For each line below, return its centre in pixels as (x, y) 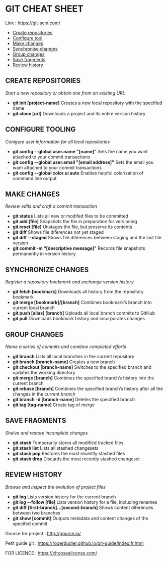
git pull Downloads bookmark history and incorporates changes (78, 319)
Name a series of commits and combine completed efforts (66, 347)
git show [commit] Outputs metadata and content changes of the (80, 518)
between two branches (36, 513)
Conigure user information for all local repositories (58, 142)
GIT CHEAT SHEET (45, 9)
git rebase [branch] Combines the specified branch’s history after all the (88, 389)
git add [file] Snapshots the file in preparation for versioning (75, 222)
